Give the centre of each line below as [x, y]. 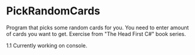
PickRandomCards [53, 11]
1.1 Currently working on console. [47, 45]
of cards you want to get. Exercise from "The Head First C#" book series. [96, 33]
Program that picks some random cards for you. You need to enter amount [97, 27]
